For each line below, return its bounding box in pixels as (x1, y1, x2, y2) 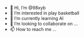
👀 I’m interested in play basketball (9, 10, 79, 16)
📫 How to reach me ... (9, 26, 56, 32)
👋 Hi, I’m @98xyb (9, 5, 46, 10)
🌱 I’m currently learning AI (9, 15, 64, 21)
